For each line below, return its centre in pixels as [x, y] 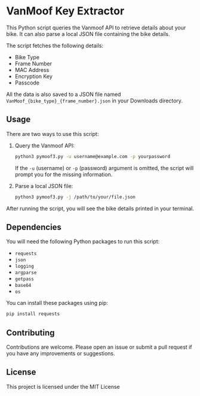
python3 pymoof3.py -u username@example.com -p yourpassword [93, 156]
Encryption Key [33, 76]
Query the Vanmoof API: [44, 146]
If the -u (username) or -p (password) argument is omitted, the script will [104, 168]
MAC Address [32, 69]
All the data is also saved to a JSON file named [64, 94]
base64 [23, 286]
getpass [24, 279]
